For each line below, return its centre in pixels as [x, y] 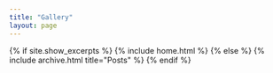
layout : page [33, 26]
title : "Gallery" [41, 17]
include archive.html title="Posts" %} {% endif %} [101, 60]
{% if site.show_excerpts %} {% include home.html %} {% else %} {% [137, 50]
